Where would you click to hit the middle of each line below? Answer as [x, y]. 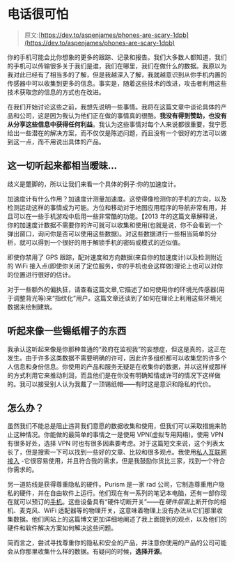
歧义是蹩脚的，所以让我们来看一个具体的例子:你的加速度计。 [94, 184]
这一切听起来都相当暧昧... [62, 166]
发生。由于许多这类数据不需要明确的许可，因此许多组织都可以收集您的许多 [114, 358]
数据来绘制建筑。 [32, 307]
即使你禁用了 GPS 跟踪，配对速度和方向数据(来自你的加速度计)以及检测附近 [115, 257]
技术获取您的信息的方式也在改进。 [56, 92]
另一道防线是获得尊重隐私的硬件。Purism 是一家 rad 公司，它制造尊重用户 [113, 485]
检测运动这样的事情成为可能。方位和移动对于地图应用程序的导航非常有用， [114, 207]
